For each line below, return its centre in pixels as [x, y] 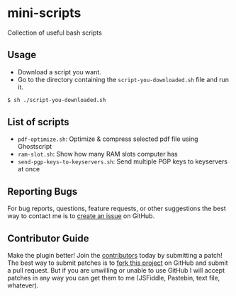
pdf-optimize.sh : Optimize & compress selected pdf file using [108, 139]
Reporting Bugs [43, 192]
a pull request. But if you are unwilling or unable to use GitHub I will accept [116, 271]
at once [29, 169]
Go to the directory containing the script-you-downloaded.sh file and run [123, 79]
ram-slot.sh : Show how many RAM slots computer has [98, 154]
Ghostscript [35, 147]
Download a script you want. [59, 72]
